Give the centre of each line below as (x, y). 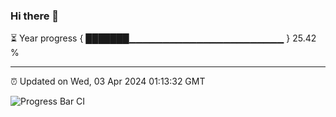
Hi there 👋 (35, 16)
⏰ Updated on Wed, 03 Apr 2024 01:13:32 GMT (108, 81)
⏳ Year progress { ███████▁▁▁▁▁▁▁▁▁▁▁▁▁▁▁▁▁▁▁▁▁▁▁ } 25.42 (163, 38)
